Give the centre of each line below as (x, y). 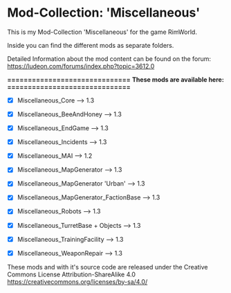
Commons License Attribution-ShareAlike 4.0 (72, 274)
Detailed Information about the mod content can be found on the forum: (109, 59)
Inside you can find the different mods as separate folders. (91, 45)
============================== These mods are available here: (116, 79)
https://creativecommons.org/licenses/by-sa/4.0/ (77, 281)
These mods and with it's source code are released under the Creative (108, 267)
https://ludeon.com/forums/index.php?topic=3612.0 (81, 66)
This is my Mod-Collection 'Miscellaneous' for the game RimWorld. (102, 32)
